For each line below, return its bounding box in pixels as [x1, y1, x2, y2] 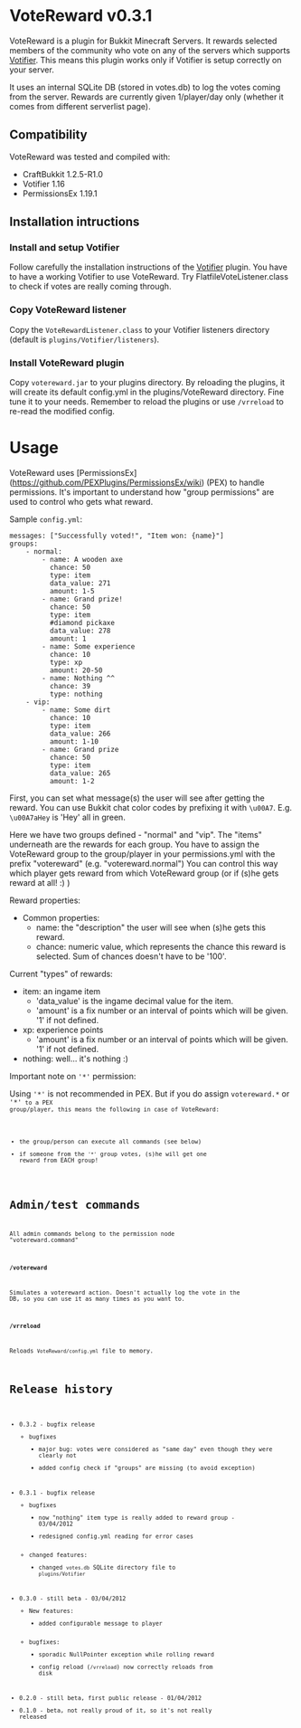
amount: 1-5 [49, 586, 95, 595]
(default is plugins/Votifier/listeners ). [9, 334, 160, 345]
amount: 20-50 [49, 666, 103, 675]
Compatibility [9, 128, 88, 143]
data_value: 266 [49, 729, 111, 738]
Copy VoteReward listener [9, 304, 127, 317]
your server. [9, 64, 54, 75]
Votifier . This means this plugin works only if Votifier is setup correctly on [9, 54, 282, 65]
